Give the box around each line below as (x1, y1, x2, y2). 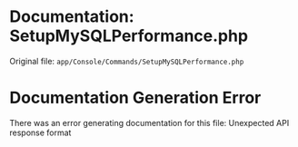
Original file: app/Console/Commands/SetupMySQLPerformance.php (9, 55, 244, 66)
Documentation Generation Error (9, 88, 262, 108)
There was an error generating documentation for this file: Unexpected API (9, 117, 290, 128)
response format (9, 127, 72, 138)
